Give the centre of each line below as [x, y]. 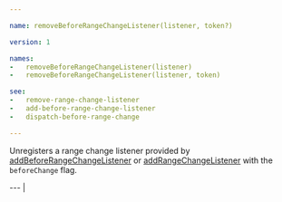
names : [22, 58]
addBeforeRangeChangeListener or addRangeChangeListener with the [141, 160]
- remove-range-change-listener [75, 101]
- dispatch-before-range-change [75, 117]
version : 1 [30, 42]
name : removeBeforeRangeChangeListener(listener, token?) [121, 25]
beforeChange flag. [43, 169]
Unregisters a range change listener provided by [100, 150]
